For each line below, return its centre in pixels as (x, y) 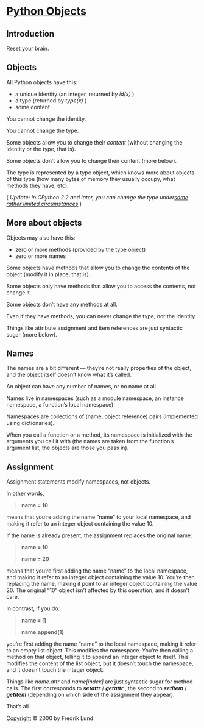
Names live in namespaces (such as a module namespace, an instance (95, 398)
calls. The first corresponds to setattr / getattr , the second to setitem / (97, 688)
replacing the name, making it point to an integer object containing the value (102, 584)
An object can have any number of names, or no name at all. (82, 387)
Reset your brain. (28, 48)
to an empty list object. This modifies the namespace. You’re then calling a (100, 651)
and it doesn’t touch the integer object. (55, 670)
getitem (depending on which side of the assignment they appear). (90, 695)
